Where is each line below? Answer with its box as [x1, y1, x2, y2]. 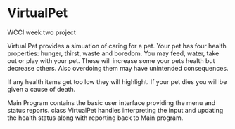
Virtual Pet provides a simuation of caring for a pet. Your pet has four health [7, 41, 227, 50]
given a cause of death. [7, 85, 76, 93]
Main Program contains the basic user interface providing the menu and [7, 98, 216, 107]
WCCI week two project [7, 28, 76, 36]
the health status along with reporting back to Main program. [7, 114, 184, 122]
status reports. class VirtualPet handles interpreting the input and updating [7, 106, 224, 114]
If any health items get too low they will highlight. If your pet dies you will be [7, 77, 227, 86]
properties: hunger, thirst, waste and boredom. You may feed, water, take [7, 49, 220, 57]
